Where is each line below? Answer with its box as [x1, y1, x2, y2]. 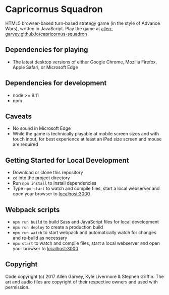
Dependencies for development [5, 79, 107, 88]
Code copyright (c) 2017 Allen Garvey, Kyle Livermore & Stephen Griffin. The [5, 273, 164, 279]
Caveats [5, 112, 32, 120]
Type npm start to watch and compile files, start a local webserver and [12, 185, 160, 192]
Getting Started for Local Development [5, 156, 130, 165]
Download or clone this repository [12, 170, 83, 176]
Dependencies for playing [5, 45, 88, 54]
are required [12, 141, 39, 148]
